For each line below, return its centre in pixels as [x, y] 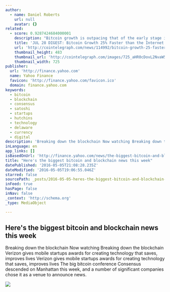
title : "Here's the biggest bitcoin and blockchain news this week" [79, 160]
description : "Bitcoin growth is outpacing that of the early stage [88, 38]
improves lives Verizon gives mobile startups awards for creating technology [85, 259]
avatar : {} [26, 24]
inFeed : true [19, 184]
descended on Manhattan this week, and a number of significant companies [84, 269]
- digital [20, 137]
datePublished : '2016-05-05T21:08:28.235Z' [52, 165]
